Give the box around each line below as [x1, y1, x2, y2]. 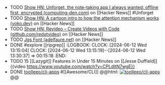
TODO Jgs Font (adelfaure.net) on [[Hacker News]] [10, 36, 117, 42]
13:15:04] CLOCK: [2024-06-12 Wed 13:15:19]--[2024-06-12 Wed [10, 48, 146, 53]
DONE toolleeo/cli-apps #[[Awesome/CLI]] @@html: [10, 69, 119, 75]
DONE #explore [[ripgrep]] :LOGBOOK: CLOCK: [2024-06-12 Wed [10, 42, 147, 48]
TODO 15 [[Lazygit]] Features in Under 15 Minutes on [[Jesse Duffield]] [10, 58, 157, 64]
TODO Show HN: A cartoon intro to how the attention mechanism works [10, 15, 159, 21]
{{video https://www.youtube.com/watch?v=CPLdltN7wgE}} [10, 63, 135, 69]
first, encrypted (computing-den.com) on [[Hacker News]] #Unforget [10, 10, 154, 16]
